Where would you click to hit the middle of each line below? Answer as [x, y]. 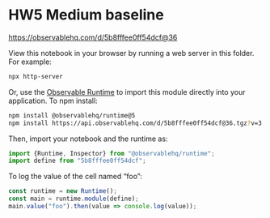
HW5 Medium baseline [86, 15]
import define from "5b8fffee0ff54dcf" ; [78, 161]
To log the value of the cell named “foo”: [76, 177]
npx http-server [36, 76]
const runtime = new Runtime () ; [63, 191]
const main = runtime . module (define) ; [74, 199]
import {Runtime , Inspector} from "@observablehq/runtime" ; [112, 153]
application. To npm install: [53, 100]
